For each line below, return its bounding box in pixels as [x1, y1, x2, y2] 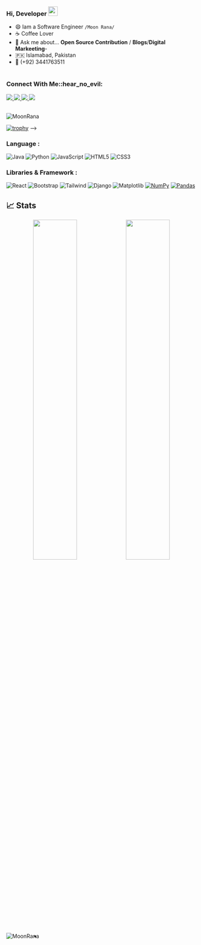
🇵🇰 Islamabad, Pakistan [14, 51, 77, 59]
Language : [6, 139, 40, 148]
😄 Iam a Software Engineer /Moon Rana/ [14, 23, 115, 30]
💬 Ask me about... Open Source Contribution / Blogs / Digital [14, 39, 166, 46]
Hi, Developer [6, 9, 47, 18]
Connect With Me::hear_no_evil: [6, 80, 103, 88]
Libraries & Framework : [6, 168, 77, 177]
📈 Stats [6, 200, 37, 211]
